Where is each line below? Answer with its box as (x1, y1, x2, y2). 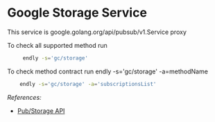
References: (7, 93, 42, 101)
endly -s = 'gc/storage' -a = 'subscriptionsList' (19, 80, 157, 87)
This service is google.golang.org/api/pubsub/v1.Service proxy (7, 28, 187, 36)
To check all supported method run (7, 41, 108, 49)
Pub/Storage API (17, 106, 65, 115)
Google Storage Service (7, 5, 148, 21)
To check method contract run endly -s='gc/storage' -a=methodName (7, 67, 208, 76)
